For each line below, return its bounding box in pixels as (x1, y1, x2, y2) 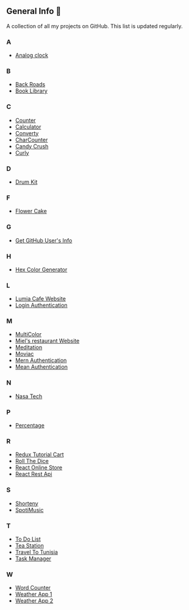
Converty (15, 129, 39, 137)
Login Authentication (15, 301, 68, 309)
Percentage (15, 422, 45, 429)
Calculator (15, 123, 41, 130)
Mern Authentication (15, 356, 67, 364)
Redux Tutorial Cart (15, 451, 64, 458)
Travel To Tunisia (15, 548, 58, 555)
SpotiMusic (15, 506, 44, 513)
